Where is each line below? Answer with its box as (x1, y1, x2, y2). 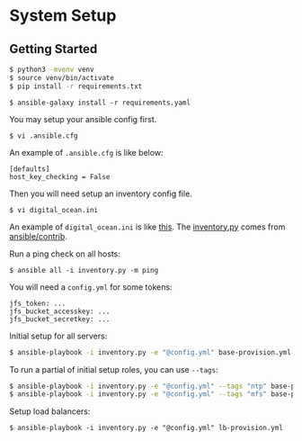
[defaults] (9, 164, 50, 174)
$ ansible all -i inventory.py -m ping (9, 265, 159, 274)
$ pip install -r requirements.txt (9, 82, 143, 91)
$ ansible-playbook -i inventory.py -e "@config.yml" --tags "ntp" (9, 382, 268, 391)
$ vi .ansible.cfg (9, 131, 78, 140)
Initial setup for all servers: (9, 330, 108, 341)
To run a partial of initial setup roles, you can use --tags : (9, 364, 218, 374)
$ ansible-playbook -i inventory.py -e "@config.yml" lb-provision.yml (9, 424, 283, 433)
